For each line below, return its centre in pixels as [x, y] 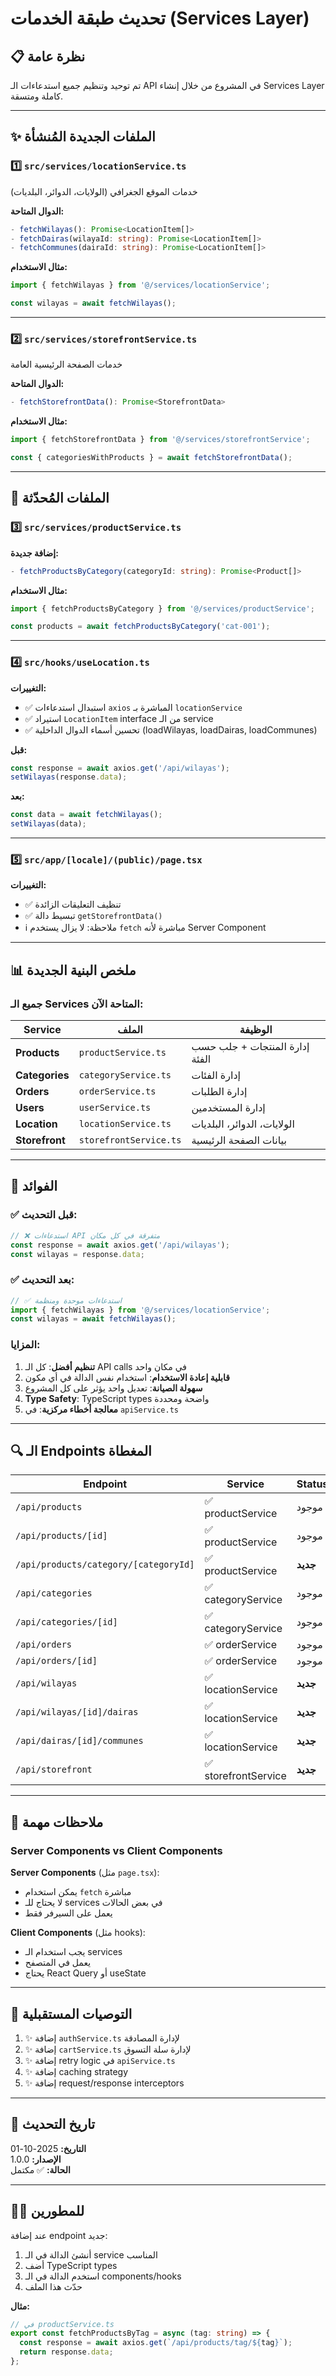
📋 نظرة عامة [48, 56]
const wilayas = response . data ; [77, 1254]
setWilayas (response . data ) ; [69, 777]
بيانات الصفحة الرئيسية [239, 1140]
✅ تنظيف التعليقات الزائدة [73, 904]
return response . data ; [66, 2352]
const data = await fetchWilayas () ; [86, 815]
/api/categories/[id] [66, 1622]
